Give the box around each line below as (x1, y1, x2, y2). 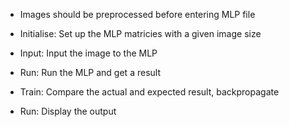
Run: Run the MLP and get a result (19, 67, 161, 78)
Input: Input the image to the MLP (19, 47, 158, 59)
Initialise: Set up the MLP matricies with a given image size (19, 28, 262, 39)
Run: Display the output (19, 105, 117, 117)
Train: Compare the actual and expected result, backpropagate (19, 86, 280, 98)
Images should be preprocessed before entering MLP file (19, 9, 256, 20)
